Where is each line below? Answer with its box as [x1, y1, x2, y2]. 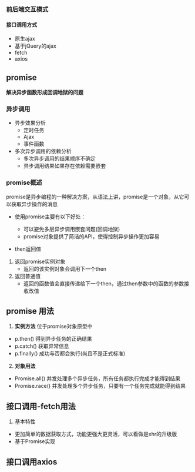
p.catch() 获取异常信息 [14, 343, 69, 350]
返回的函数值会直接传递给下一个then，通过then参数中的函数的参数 [23, 280, 184, 287]
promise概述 [6, 178, 42, 187]
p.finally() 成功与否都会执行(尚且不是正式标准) [14, 350, 126, 357]
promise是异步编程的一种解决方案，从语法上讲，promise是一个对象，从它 [6, 193, 184, 200]
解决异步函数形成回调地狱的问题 [6, 88, 83, 95]
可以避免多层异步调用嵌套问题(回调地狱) [23, 225, 120, 232]
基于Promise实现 [14, 438, 56, 445]
